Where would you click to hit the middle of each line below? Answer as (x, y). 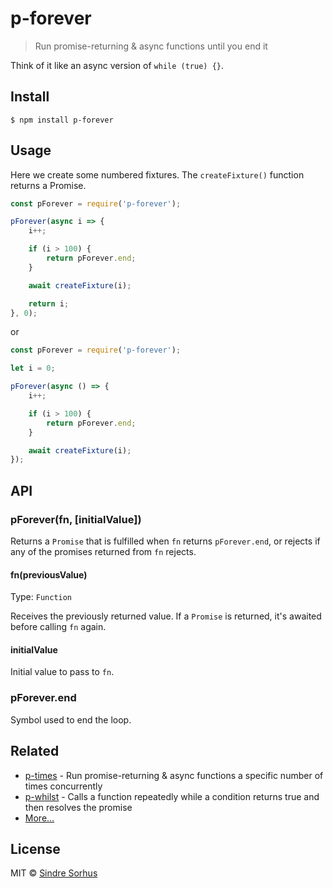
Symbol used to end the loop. (71, 719)
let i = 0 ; (33, 368)
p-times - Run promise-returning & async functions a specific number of (174, 775)
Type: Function (41, 597)
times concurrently (63, 786)
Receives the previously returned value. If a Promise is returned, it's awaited (166, 616)
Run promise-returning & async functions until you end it (151, 46)
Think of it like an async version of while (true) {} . (117, 65)
